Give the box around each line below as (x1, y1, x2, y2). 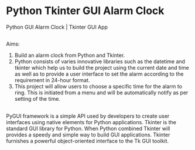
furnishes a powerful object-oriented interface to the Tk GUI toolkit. (6, 137, 169, 144)
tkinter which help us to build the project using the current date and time (14, 64, 189, 71)
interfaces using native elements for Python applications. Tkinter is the (6, 118, 177, 125)
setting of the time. (14, 96, 60, 103)
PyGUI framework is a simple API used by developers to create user (6, 112, 170, 120)
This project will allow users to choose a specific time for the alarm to (14, 83, 183, 90)
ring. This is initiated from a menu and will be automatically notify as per (14, 89, 189, 96)
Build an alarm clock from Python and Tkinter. (14, 52, 125, 59)
